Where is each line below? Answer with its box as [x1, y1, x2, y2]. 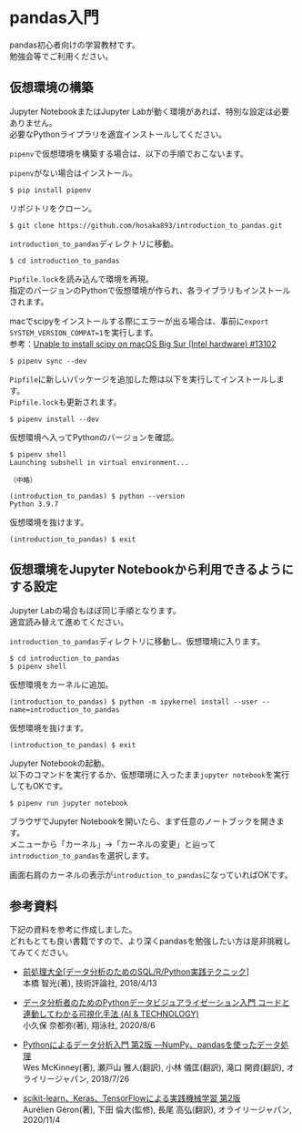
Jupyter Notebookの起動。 [9, 757, 110, 768]
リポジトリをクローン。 [9, 202, 97, 213]
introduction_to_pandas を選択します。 [9, 850, 155, 860]
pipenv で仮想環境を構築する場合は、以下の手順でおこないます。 [9, 148, 248, 159]
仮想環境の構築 [9, 80, 94, 96]
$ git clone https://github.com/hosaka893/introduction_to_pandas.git [9, 221, 283, 230]
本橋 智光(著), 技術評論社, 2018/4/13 [22, 978, 157, 989]
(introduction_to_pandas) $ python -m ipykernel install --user [9, 697, 258, 706]
